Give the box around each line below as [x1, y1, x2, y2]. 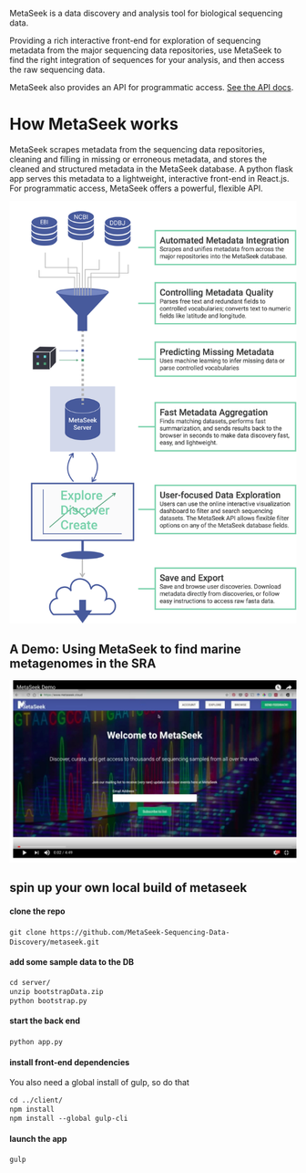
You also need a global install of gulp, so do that [9, 1077, 189, 1088]
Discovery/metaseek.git [9, 937, 100, 947]
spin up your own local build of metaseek [9, 880, 248, 895]
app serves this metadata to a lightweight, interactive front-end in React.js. [9, 173, 290, 183]
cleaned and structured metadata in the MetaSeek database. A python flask [9, 163, 293, 174]
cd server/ [9, 978, 51, 987]
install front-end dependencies [9, 1056, 130, 1067]
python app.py [9, 1037, 64, 1046]
